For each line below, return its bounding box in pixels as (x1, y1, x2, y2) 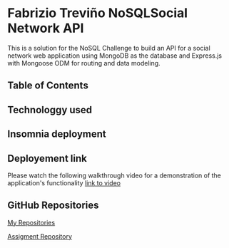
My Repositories (7, 218, 56, 227)
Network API (7, 20, 84, 36)
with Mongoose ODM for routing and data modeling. (7, 58, 161, 67)
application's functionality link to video (7, 178, 121, 187)
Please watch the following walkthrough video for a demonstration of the (7, 171, 221, 180)
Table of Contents (7, 80, 89, 92)
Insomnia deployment (7, 128, 106, 140)
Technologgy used (7, 103, 93, 115)
